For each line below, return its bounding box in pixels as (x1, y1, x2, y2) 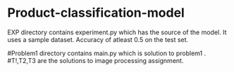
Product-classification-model (7, 5, 185, 21)
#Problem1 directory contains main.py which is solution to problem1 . (7, 49, 207, 57)
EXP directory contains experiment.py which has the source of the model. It (7, 28, 227, 36)
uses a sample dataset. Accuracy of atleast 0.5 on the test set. (7, 35, 189, 43)
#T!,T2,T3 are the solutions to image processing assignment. (7, 56, 184, 64)
